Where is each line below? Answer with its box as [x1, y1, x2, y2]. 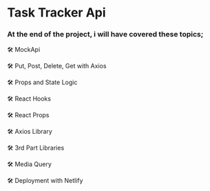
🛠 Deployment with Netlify [7, 177, 83, 185]
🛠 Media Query [7, 160, 52, 168]
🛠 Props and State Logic [7, 78, 78, 87]
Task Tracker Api [7, 5, 106, 21]
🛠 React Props [7, 111, 50, 119]
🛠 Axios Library [7, 128, 53, 136]
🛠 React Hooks [7, 94, 52, 103]
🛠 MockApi [7, 46, 41, 54]
